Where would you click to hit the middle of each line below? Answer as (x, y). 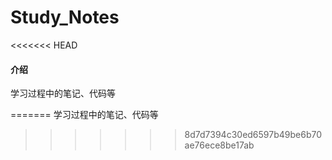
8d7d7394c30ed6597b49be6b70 (253, 135)
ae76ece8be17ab (219, 145)
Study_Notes (65, 17)
